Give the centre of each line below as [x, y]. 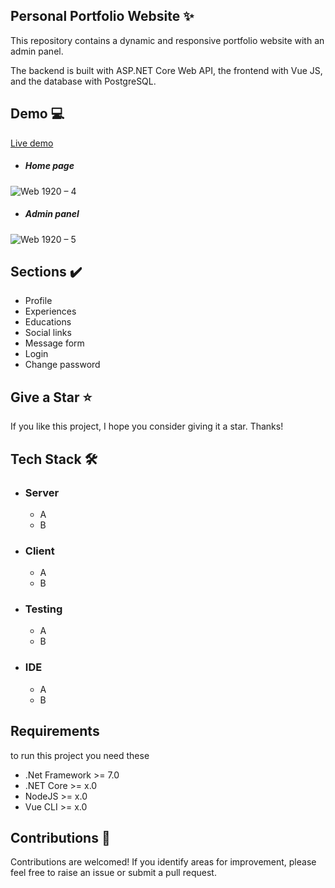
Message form [54, 343]
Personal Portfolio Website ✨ [102, 16]
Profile [38, 301]
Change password [62, 365]
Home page [49, 166]
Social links [48, 333]
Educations [48, 322]
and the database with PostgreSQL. [83, 81]
